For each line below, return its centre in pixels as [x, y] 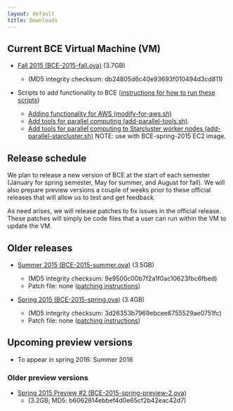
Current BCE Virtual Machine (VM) [84, 49]
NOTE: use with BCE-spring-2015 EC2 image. [160, 136]
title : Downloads [33, 20]
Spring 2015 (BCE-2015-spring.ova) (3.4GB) [81, 299]
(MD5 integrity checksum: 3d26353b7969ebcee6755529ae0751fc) [125, 313]
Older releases [40, 248]
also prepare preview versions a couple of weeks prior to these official [109, 190]
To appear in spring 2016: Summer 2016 [75, 359]
